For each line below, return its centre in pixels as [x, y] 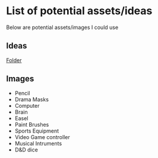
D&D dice [26, 150]
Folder [14, 60]
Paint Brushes [32, 124]
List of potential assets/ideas [79, 11]
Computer [27, 105]
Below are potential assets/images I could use [62, 27]
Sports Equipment [37, 131]
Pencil [22, 93]
